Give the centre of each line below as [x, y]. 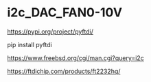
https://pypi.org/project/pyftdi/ [50, 31]
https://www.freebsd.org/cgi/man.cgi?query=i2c [75, 58]
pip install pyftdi [30, 44]
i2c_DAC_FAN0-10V [65, 13]
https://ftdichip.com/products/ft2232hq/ [64, 71]
